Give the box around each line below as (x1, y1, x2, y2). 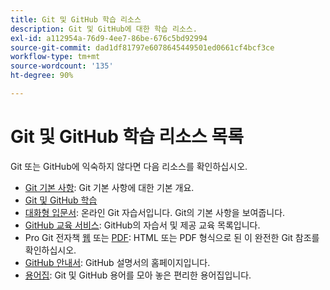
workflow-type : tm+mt (10, 52, 101, 62)
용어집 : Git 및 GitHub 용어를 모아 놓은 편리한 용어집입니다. (24, 269, 252, 281)
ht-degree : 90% (10, 71, 74, 81)
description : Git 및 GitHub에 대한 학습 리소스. (10, 24, 198, 34)
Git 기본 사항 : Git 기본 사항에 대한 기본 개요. (24, 181, 195, 193)
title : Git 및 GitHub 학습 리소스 (10, 14, 142, 25)
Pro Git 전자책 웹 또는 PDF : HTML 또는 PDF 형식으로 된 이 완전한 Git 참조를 (24, 231, 320, 243)
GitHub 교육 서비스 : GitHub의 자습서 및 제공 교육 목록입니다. (24, 219, 261, 231)
